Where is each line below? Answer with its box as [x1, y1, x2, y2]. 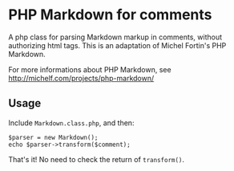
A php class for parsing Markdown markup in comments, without [8, 32, 223, 42]
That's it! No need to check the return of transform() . [8, 154, 185, 164]
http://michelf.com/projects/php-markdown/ [8, 73, 155, 83]
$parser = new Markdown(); [8, 133, 99, 141]
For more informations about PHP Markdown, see [8, 64, 171, 74]
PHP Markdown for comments [8, 6, 212, 24]
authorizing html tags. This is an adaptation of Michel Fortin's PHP [8, 40, 227, 50]
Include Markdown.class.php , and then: [8, 118, 135, 128]
